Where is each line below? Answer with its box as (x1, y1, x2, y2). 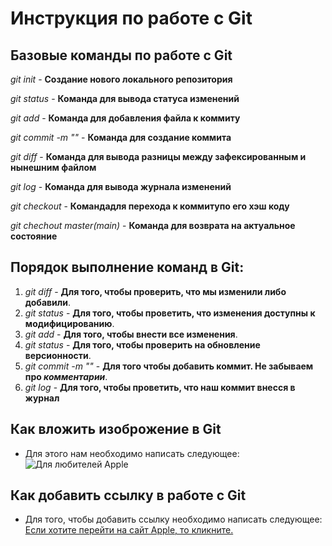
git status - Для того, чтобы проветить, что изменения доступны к (24, 307, 316, 319)
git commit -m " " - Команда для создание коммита (10, 132, 232, 143)
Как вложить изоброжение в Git (10, 421, 222, 438)
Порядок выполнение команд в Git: (10, 259, 245, 276)
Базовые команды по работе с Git (10, 47, 233, 64)
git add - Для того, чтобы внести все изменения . (24, 328, 238, 340)
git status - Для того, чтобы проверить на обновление (24, 338, 261, 351)
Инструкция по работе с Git (10, 7, 253, 30)
